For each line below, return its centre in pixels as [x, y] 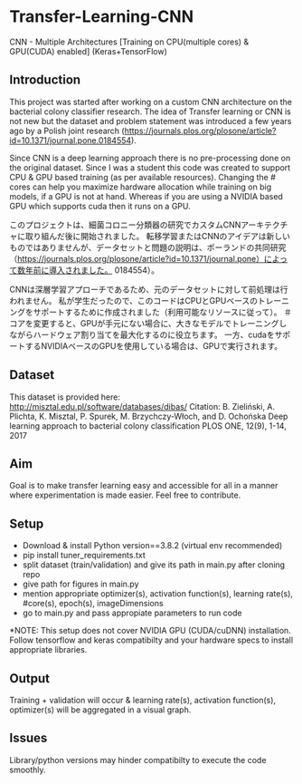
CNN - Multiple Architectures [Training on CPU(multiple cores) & [129, 42]
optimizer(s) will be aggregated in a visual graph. [100, 710]
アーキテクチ [264, 225]
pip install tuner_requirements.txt [84, 556]
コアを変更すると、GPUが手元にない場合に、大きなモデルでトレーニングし [148, 323]
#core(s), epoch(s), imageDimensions [93, 604]
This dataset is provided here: [65, 397]
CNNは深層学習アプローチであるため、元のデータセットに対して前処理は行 [149, 289]
